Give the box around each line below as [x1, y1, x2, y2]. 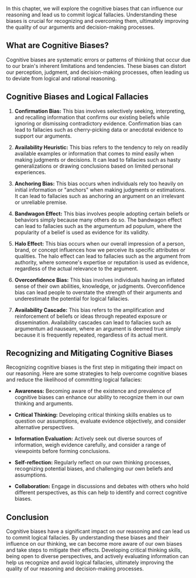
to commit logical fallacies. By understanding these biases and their [6, 534, 170, 541]
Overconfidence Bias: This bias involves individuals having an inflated [14, 276, 185, 283]
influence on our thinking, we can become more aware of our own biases [6, 540, 183, 548]
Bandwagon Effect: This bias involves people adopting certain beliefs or [14, 210, 190, 217]
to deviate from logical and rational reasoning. [6, 74, 117, 81]
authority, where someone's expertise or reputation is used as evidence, [14, 259, 189, 266]
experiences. [14, 168, 46, 175]
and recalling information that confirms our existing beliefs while [14, 114, 170, 121]
